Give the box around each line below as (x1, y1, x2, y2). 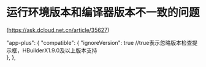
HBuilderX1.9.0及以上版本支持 (22, 47, 97, 54)
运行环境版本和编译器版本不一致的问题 (6, 6, 200, 20)
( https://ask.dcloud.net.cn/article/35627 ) (6, 26, 110, 34)
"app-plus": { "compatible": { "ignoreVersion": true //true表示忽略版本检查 (6, 39, 193, 46)
